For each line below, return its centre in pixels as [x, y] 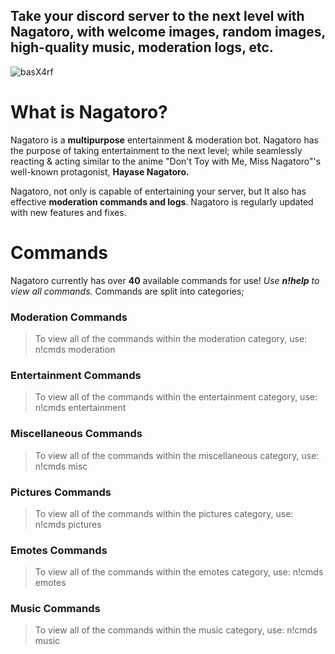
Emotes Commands [59, 550]
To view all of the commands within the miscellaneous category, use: [177, 455]
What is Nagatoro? [89, 112]
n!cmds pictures [68, 524]
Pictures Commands [61, 492]
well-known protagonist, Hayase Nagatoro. [100, 171]
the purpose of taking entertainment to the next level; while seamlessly [156, 150]
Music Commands [55, 609]
